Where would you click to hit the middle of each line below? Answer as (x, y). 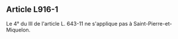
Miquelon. (18, 30)
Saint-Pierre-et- (153, 23)
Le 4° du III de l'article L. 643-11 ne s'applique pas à (69, 23)
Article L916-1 (32, 10)
